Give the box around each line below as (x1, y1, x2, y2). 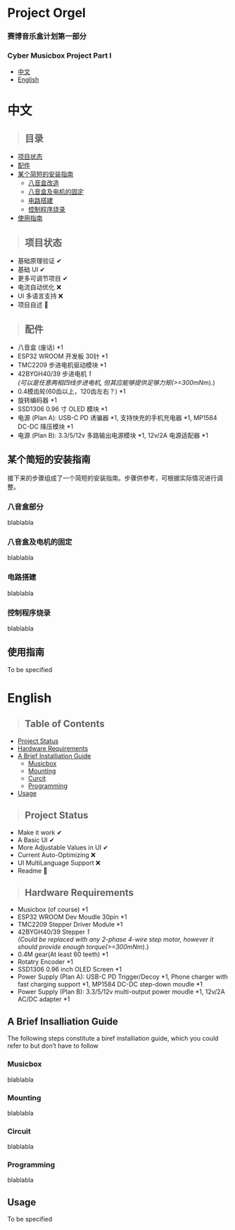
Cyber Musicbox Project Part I (7, 51, 112, 61)
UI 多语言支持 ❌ (17, 292, 63, 300)
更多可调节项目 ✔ (17, 274, 68, 283)
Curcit (27, 774, 46, 782)
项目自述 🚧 (17, 300, 49, 309)
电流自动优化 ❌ (17, 283, 62, 291)
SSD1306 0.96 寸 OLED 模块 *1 (17, 405, 108, 413)
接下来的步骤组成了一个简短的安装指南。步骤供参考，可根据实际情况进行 (7, 474, 217, 482)
